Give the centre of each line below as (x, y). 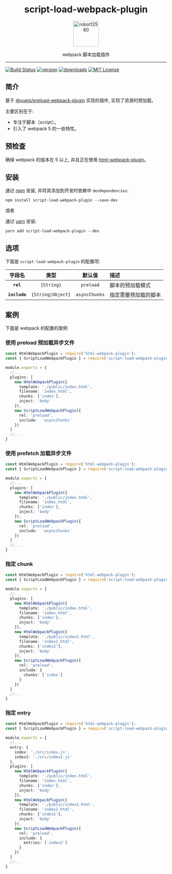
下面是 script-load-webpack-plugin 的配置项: (53, 261)
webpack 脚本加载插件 (86, 54)
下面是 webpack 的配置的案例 (37, 328)
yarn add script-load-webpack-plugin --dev (52, 231)
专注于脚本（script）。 (36, 122)
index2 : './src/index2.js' (43, 757)
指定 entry (18, 713)
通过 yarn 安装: (21, 221)
